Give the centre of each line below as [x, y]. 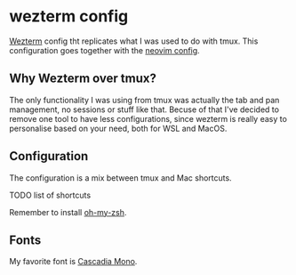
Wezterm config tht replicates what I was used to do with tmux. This [134, 41]
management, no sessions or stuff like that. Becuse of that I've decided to [144, 109]
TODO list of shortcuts [50, 195]
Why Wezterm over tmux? [83, 79]
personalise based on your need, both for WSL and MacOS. [118, 128]
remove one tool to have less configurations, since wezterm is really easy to [148, 118]
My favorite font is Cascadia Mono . [73, 262]
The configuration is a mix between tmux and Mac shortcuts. [121, 178]
